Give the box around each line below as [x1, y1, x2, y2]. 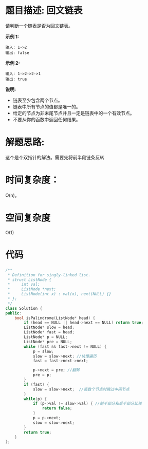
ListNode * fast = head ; [24, 330, 75, 335]
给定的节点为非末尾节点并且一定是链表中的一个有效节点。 [12, 110, 135, 116]
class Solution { [5, 306, 43, 311]
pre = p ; [32, 372, 52, 378]
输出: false [5, 50, 29, 55]
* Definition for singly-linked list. [7, 272, 91, 277]
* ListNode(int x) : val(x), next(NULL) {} [7, 291, 112, 297]
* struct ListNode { [7, 277, 52, 283]
